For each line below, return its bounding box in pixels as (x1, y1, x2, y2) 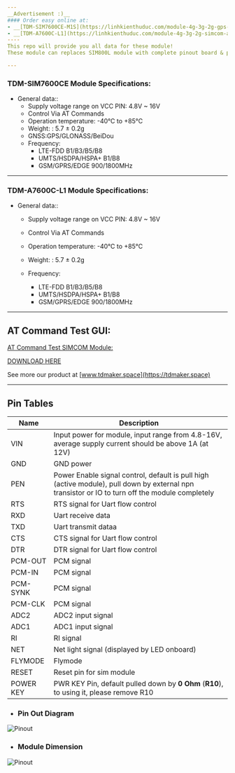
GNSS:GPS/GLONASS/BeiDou (27, 132, 114, 140)
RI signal (53, 634, 82, 643)
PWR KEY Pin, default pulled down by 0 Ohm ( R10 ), (53, 679, 224, 689)
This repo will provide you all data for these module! (7, 43, 173, 50)
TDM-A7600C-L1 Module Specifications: (7, 186, 149, 196)
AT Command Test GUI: (7, 324, 111, 336)
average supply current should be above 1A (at (53, 439, 208, 449)
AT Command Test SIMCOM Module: (7, 343, 113, 352)
